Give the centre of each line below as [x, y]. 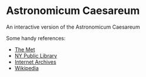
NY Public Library [36, 55]
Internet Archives [35, 62]
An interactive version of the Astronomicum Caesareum [73, 27]
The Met [25, 49]
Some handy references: [36, 38]
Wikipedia [27, 68]
